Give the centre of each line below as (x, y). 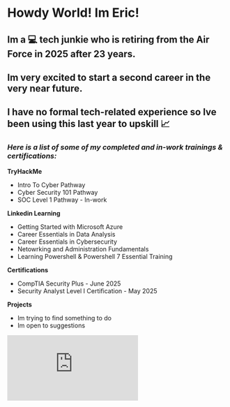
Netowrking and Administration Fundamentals (83, 249)
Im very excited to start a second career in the (109, 77)
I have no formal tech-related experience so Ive (112, 112)
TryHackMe (25, 171)
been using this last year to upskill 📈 (89, 124)
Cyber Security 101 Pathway (58, 192)
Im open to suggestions (51, 325)
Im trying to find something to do (64, 318)
